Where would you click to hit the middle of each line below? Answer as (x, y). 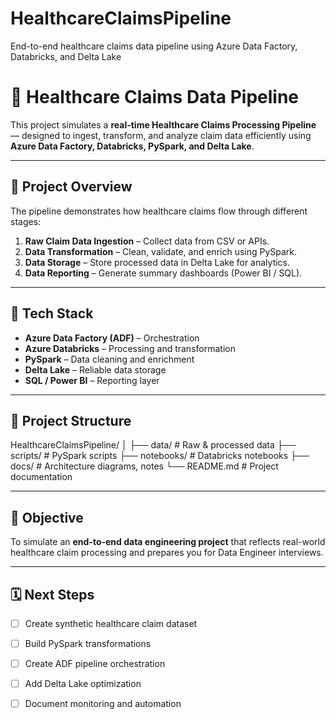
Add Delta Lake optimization (83, 684)
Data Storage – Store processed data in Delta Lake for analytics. (157, 262)
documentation (41, 477)
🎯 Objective (47, 517)
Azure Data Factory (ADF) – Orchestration (112, 338)
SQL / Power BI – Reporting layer (92, 380)
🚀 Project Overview (71, 187)
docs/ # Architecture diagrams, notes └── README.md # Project (144, 466)
